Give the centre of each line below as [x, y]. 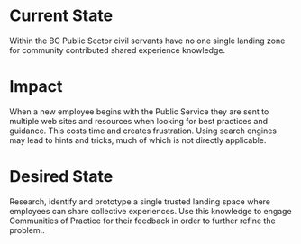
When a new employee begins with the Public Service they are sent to [139, 111]
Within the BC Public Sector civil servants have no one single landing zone [147, 41]
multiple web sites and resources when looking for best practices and [139, 121]
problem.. [27, 230]
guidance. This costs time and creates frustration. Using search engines [143, 131]
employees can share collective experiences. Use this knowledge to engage [150, 211]
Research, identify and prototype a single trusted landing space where [140, 201]
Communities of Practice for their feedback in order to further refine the [143, 221]
